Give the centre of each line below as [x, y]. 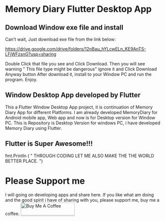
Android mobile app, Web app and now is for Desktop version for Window [80, 117]
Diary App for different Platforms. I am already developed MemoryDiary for [81, 112]
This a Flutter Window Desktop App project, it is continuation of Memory [79, 107]
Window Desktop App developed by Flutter [73, 95]
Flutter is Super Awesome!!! [49, 144]
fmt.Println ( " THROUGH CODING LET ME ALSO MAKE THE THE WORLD [80, 156]
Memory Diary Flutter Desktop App [79, 9]
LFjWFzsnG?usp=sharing [31, 54]
